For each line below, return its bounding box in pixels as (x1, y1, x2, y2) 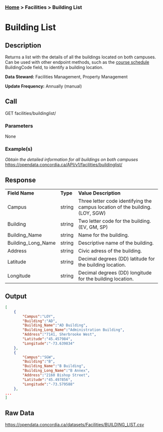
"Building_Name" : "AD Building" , (22, 323, 88, 328)
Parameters (5, 122, 33, 129)
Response (5, 176, 36, 184)
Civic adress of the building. (78, 248, 142, 254)
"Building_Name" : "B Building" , (22, 364, 86, 369)
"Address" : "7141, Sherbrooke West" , (22, 332, 97, 337)
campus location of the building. (78, 204, 152, 211)
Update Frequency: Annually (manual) (5, 83, 82, 89)
